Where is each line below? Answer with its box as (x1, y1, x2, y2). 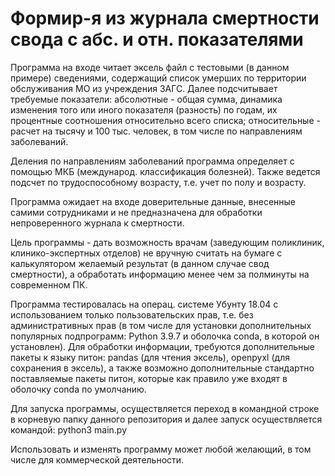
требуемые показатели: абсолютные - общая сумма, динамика (10, 93, 283, 105)
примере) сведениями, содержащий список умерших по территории (10, 72, 307, 84)
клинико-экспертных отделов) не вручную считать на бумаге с (10, 247, 283, 259)
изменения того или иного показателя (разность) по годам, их (10, 103, 278, 116)
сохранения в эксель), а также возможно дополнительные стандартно (10, 362, 315, 374)
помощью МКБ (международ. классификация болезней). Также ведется (10, 165, 321, 177)
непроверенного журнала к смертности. (10, 217, 185, 229)
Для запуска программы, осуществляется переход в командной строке (10, 402, 320, 414)
